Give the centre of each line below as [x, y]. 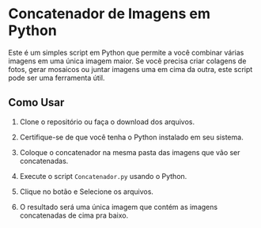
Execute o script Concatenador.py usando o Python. [103, 176]
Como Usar [36, 103]
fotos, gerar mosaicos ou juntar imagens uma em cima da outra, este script [130, 69]
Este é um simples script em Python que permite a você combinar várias [126, 52]
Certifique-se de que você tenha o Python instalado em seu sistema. [131, 137]
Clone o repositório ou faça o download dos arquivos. [107, 122]
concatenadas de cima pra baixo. [74, 215]
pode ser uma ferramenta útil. [57, 78]
